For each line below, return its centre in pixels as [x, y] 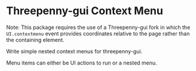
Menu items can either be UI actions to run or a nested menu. [82, 63]
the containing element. [35, 40]
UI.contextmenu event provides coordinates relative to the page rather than [98, 33]
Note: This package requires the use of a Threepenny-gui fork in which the [98, 27]
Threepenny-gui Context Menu [85, 11]
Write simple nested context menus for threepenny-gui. [74, 51]
